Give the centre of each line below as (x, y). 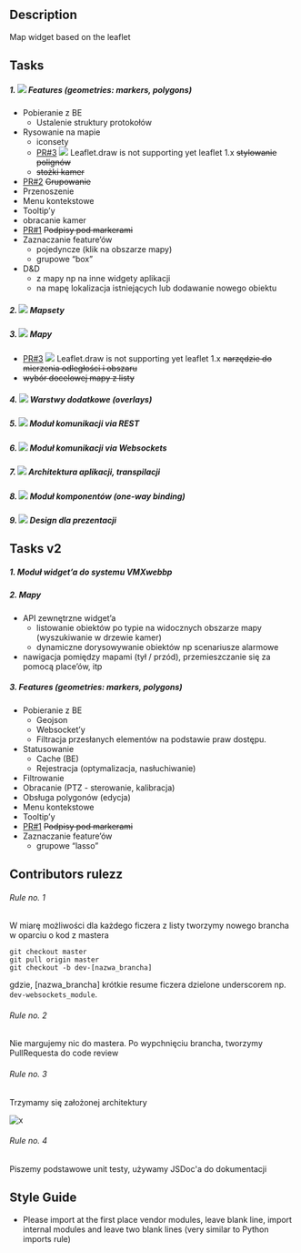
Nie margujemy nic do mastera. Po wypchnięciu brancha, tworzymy (136, 1044)
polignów (53, 162)
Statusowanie (48, 749)
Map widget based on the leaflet (70, 36)
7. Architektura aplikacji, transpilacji (85, 472)
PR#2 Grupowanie (56, 182)
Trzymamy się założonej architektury (78, 1102)
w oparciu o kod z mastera (59, 935)
